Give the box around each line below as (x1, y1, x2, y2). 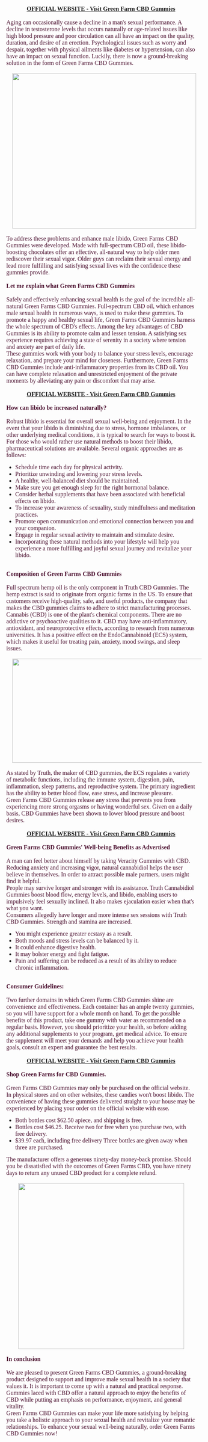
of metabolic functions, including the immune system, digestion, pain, (6, 776, 175, 783)
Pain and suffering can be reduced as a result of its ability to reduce (14, 957, 177, 964)
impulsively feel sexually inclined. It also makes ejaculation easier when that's (6, 898, 195, 905)
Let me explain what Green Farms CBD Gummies (6, 282, 135, 289)
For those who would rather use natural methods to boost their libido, (6, 438, 173, 445)
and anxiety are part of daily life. (6, 344, 85, 350)
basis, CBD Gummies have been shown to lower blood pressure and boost (6, 810, 185, 817)
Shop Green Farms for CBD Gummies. (6, 1071, 106, 1078)
